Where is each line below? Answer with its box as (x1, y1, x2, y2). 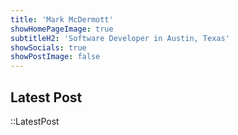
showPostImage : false (10, 52, 101, 62)
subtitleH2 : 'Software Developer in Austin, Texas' (10, 33, 230, 43)
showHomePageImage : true (10, 24, 114, 34)
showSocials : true (10, 42, 87, 53)
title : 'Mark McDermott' (10, 14, 114, 25)
